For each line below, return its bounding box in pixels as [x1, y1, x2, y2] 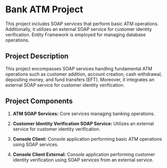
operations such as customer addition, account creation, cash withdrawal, [5, 71, 162, 77]
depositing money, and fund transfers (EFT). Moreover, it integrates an [5, 76, 155, 83]
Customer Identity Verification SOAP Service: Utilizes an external [12, 120, 154, 126]
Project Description [5, 52, 69, 61]
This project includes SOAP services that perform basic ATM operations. [5, 21, 159, 27]
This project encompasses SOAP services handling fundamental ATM [5, 65, 153, 71]
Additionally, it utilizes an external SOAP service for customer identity [5, 26, 152, 32]
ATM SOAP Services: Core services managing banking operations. [12, 110, 155, 117]
